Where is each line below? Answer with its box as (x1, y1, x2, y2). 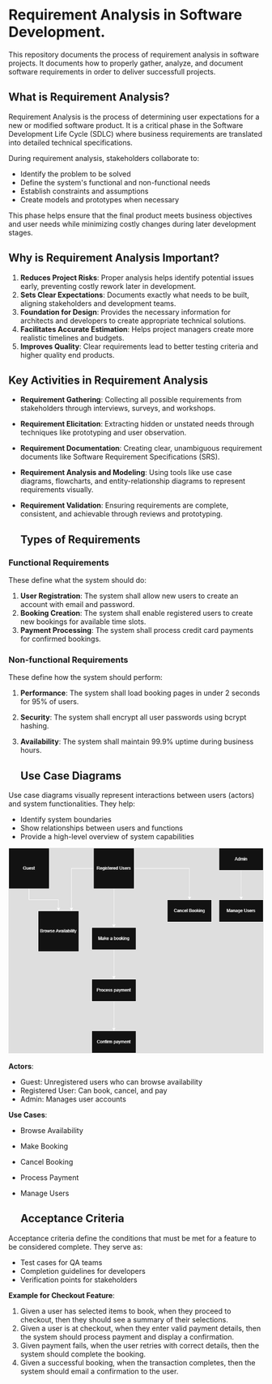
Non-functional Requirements (8, 654, 129, 665)
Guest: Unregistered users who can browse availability (19, 1076, 203, 1086)
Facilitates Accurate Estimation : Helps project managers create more (19, 324, 254, 333)
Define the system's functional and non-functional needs (19, 177, 210, 187)
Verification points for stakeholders (19, 1275, 138, 1284)
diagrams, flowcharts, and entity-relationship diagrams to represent (19, 476, 245, 486)
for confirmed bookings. (19, 634, 101, 644)
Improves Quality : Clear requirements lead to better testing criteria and (19, 342, 259, 351)
